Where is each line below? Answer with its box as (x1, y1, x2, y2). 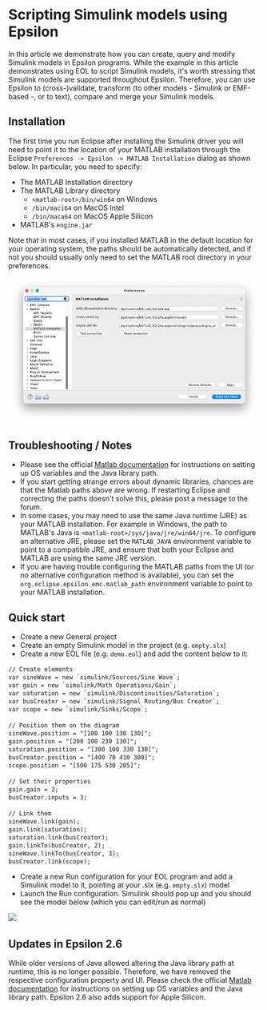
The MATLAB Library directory (19, 186, 121, 195)
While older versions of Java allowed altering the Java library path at (8, 958, 234, 968)
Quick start (8, 610, 66, 624)
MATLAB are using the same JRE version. (19, 553, 157, 563)
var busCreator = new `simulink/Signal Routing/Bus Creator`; (8, 698, 220, 706)
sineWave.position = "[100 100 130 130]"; (8, 730, 152, 738)
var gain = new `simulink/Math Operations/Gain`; (8, 682, 177, 690)
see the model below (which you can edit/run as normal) (19, 897, 206, 907)
